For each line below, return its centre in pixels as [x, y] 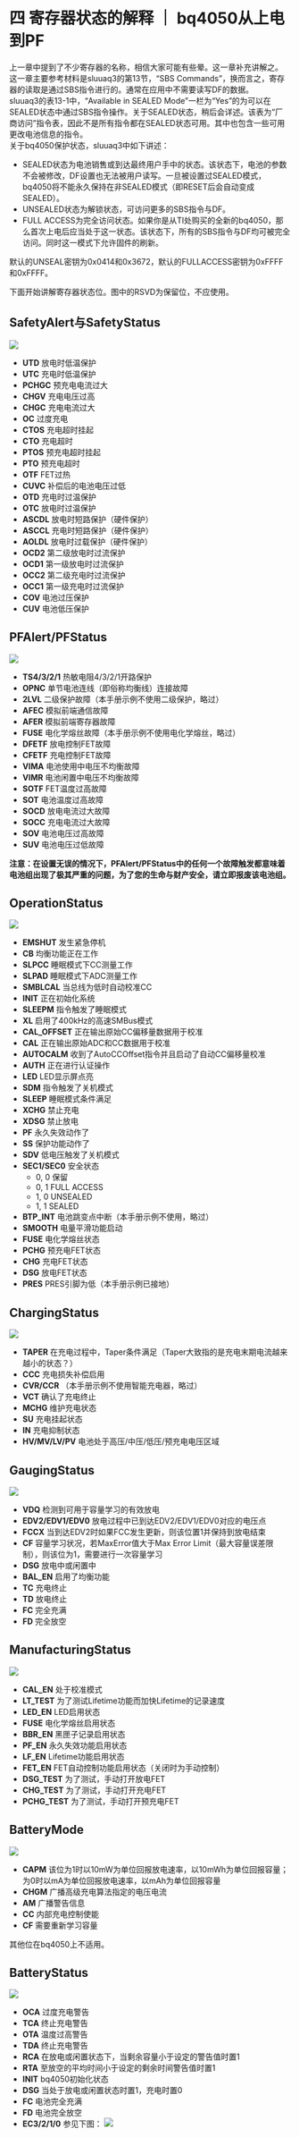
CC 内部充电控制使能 [61, 1913]
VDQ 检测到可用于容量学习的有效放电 [91, 1509]
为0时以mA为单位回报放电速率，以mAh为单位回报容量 [121, 1880]
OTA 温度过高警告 [55, 2034]
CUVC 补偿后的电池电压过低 [74, 486]
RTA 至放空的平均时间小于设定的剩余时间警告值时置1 [119, 2068]
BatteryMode [47, 1830]
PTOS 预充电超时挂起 [61, 452]
